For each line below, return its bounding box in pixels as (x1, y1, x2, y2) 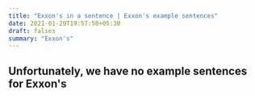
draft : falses (8, 27, 56, 35)
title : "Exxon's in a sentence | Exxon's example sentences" (8, 11, 219, 20)
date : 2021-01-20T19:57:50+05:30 (8, 19, 121, 27)
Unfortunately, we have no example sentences (8, 64, 248, 77)
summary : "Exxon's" (8, 34, 74, 43)
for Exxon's (8, 77, 67, 90)
